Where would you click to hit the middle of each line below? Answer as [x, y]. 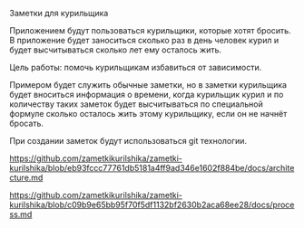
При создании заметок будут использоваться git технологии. [128, 141]
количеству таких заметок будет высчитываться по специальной [136, 104]
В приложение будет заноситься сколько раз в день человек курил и [144, 40]
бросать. [26, 123]
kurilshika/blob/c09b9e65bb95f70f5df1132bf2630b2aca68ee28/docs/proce [152, 204]
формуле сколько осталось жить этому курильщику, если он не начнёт [148, 114]
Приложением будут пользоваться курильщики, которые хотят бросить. [151, 30]
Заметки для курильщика [59, 13]
